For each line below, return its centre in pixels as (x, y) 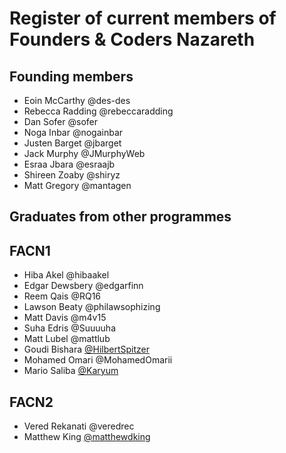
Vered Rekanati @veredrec (79, 426)
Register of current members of (143, 18)
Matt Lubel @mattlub (67, 339)
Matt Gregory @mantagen (77, 185)
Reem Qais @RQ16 (62, 296)
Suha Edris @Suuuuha (70, 328)
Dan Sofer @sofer (60, 121)
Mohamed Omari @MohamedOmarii (98, 360)
